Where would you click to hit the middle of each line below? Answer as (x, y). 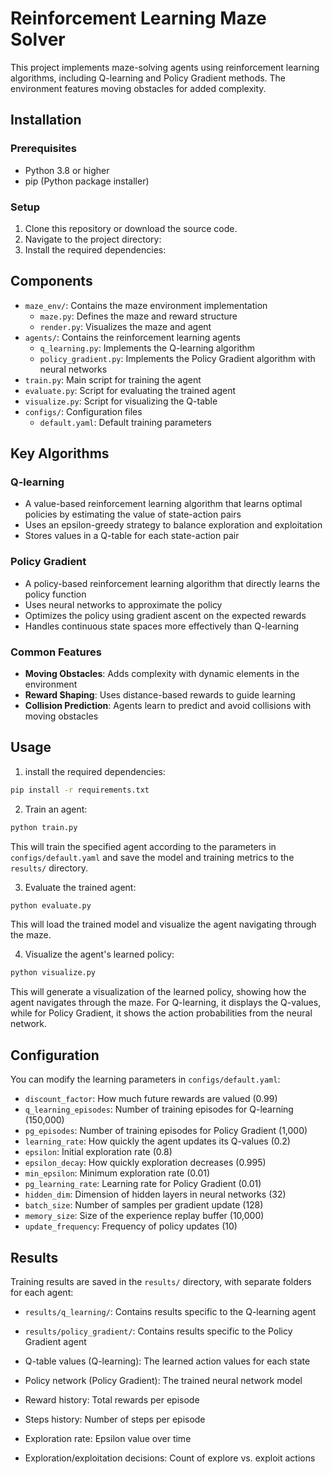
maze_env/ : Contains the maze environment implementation (146, 305)
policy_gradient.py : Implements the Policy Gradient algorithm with (177, 358)
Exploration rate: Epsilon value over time (108, 1438)
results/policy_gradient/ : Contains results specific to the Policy (158, 1331)
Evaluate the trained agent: (80, 887)
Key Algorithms (60, 453)
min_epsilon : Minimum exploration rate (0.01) (117, 1173)
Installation (46, 120)
